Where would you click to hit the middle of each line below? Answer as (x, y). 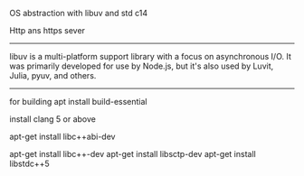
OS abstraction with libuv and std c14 (79, 13)
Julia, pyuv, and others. (53, 75)
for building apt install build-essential (78, 102)
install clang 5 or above (53, 119)
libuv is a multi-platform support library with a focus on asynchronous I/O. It (151, 56)
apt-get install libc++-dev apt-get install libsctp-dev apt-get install (133, 154)
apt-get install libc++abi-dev (62, 136)
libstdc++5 (29, 163)
